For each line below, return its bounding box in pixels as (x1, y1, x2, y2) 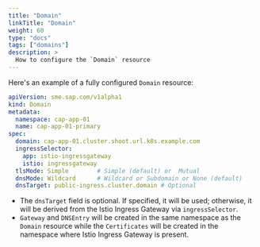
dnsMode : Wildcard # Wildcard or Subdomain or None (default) (15, 174, 243, 183)
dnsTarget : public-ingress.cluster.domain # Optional (15, 182, 197, 190)
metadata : (8, 108, 41, 116)
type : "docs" (8, 33, 52, 42)
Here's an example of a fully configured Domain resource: (8, 77, 194, 87)
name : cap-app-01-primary (15, 122, 101, 131)
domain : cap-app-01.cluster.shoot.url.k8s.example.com (15, 137, 201, 145)
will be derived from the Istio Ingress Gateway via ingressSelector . (19, 204, 239, 214)
